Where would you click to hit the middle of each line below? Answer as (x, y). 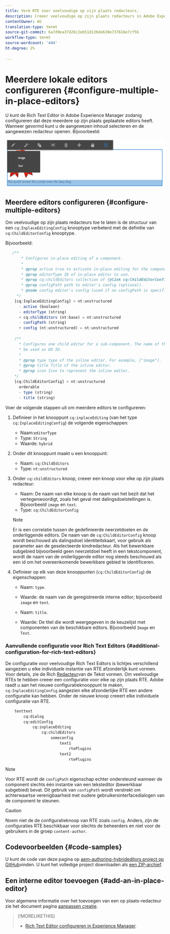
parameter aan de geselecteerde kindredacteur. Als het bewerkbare (83, 546)
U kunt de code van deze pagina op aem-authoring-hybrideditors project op (85, 859)
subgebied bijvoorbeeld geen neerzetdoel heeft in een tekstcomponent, (88, 551)
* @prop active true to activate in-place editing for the (84, 269)
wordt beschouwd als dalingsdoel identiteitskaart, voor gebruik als (82, 540)
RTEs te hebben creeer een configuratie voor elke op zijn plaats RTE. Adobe (84, 679)
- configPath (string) (42, 323)
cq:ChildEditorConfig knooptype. (40, 233)
